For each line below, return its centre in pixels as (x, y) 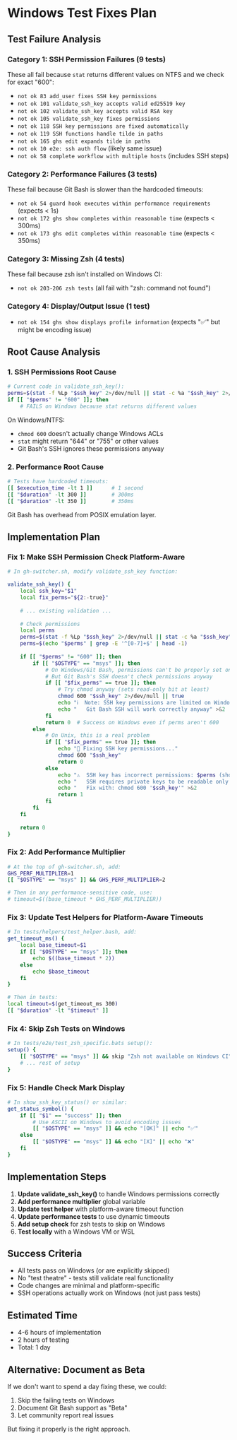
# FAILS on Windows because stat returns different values (109, 407)
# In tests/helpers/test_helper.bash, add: (72, 932)
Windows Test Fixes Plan (82, 13)
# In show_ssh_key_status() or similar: (68, 1102)
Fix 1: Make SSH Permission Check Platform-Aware (96, 557)
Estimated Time (42, 1315)
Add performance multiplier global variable (81, 1201)
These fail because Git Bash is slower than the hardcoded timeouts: (105, 189)
